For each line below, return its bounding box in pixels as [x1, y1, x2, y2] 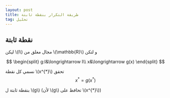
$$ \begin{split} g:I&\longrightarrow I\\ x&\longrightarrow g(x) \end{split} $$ [6, 59, 165, 65]
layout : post [5, 7, 33, 13]
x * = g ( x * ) [75, 76, 96, 83]
